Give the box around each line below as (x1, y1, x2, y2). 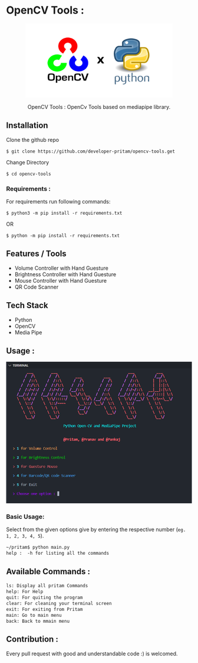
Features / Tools (6, 249, 67, 259)
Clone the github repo (6, 136, 60, 143)
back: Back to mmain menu (6, 619, 70, 625)
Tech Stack (6, 300, 48, 311)
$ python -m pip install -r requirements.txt (6, 233, 120, 239)
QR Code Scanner (14, 283, 59, 290)
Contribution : (6, 634, 59, 645)
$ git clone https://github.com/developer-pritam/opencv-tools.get (6, 148, 176, 154)
